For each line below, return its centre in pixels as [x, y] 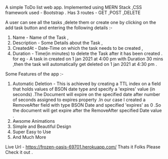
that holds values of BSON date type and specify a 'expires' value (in [84, 89]
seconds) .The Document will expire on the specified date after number [86, 94]
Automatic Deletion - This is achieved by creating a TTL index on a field [87, 84]
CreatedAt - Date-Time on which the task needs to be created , [78, 48]
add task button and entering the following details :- [59, 28]
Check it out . [19, 152]
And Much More [29, 137]
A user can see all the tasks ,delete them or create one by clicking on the [81, 22]
